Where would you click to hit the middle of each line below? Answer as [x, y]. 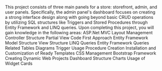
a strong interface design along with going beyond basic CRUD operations [79, 17]
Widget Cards [19, 63]
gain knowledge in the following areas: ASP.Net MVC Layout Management [79, 33]
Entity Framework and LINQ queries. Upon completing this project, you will [80, 28]
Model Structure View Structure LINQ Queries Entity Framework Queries [77, 43]
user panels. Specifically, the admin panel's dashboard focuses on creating [80, 12]
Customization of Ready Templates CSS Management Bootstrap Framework [81, 53]
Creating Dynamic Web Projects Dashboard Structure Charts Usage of [75, 58]
